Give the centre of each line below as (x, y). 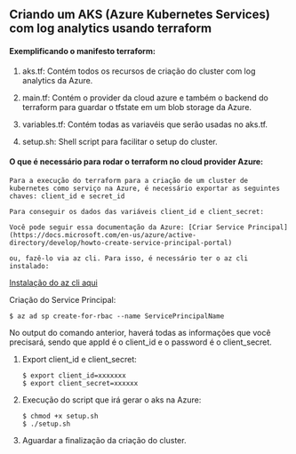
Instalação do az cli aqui (53, 283)
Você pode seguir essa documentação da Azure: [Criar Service (127, 227)
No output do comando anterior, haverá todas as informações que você (140, 332)
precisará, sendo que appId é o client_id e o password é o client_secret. (141, 342)
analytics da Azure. (57, 80)
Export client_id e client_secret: (80, 359)
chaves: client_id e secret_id (67, 196)
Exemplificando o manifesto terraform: (82, 51)
